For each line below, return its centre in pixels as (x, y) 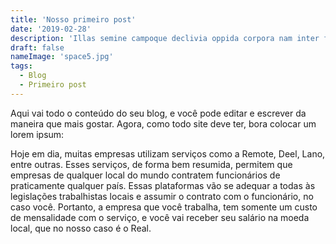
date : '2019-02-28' (51, 29)
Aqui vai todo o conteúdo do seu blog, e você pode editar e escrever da (158, 113)
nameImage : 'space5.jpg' (62, 57)
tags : (21, 66)
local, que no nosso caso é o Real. (81, 228)
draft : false (37, 47)
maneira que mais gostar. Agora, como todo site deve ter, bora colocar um (163, 123)
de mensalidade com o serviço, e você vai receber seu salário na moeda (160, 217)
